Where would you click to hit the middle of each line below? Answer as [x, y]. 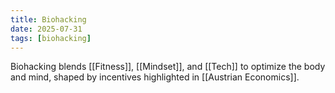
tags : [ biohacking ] [51, 38]
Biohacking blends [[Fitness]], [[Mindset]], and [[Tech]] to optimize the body [168, 67]
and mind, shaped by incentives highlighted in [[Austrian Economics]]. [155, 77]
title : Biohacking [48, 19]
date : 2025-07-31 [46, 29]
